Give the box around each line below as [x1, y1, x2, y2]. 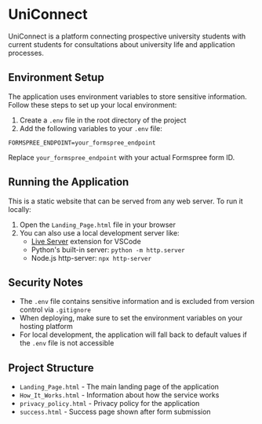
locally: [8, 204, 31, 214]
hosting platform [19, 322, 73, 331]
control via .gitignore [19, 305, 92, 315]
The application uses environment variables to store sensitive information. [8, 92, 247, 101]
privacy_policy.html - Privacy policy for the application [19, 399, 200, 408]
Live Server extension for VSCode [31, 236, 141, 246]
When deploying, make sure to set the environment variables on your [19, 313, 243, 323]
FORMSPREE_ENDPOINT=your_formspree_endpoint [8, 139, 156, 147]
